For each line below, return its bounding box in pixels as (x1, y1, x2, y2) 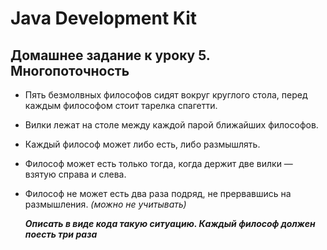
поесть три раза (24, 228, 98, 240)
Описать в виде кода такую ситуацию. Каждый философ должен (24, 218, 316, 229)
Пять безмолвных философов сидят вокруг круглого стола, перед (24, 89, 308, 101)
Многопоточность (10, 62, 130, 79)
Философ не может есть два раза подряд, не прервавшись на (24, 188, 292, 199)
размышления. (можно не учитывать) (24, 198, 187, 210)
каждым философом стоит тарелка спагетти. (24, 100, 218, 111)
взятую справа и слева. (24, 168, 127, 180)
